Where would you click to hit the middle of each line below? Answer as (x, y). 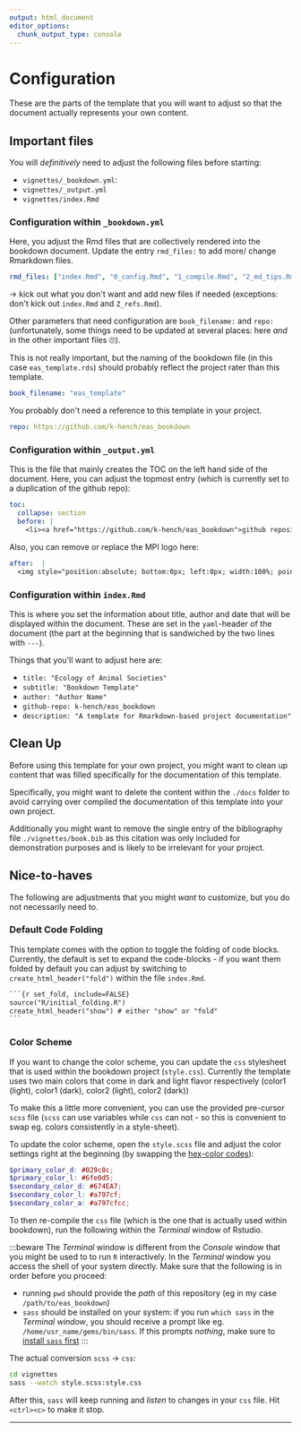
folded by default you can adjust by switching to (98, 968)
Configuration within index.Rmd (77, 595)
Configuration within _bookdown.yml (87, 222)
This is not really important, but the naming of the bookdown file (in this (141, 358)
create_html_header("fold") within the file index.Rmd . (107, 978)
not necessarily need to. (54, 906)
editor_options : (39, 26)
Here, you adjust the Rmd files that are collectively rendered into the (135, 242)
